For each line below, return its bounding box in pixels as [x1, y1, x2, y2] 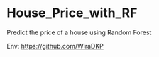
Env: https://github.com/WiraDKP [6, 42, 104, 50]
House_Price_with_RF [6, 5, 138, 21]
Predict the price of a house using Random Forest [6, 28, 152, 37]
